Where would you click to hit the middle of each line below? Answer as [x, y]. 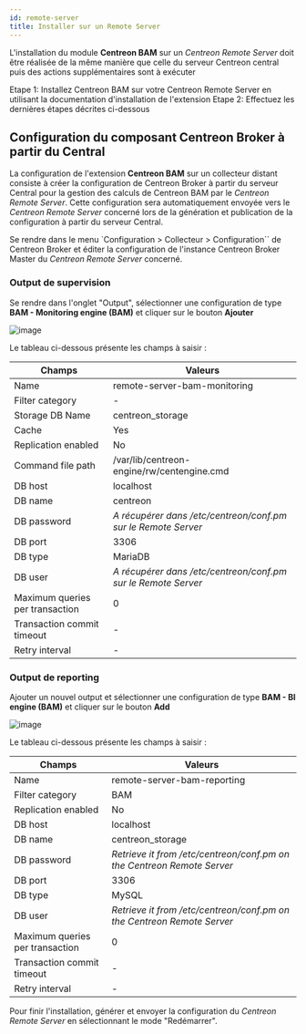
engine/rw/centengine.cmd [171, 470]
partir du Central [57, 151]
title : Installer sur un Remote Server [85, 26]
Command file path [55, 465]
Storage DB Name [52, 415]
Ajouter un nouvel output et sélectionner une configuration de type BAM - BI [153, 697]
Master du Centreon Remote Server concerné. [96, 259]
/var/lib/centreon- [152, 460]
